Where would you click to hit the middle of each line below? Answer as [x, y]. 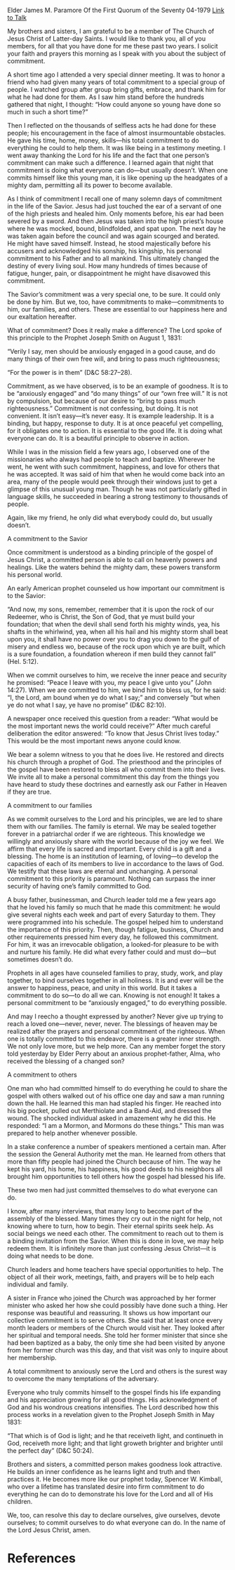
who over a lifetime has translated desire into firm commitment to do [106, 1486]
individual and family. [38, 1284]
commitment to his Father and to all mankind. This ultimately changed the [113, 258]
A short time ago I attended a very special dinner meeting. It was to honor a [116, 74]
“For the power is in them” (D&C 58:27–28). [70, 372]
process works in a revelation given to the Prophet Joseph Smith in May [111, 1415]
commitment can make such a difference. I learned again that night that [110, 163]
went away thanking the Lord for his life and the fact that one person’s [108, 155]
